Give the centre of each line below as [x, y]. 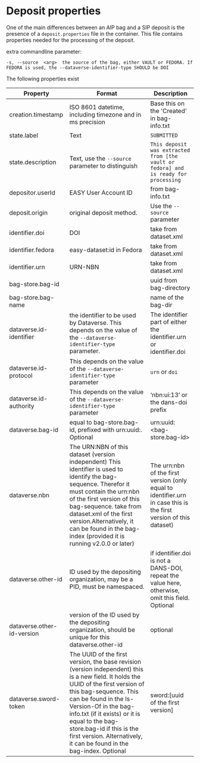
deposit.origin [29, 212]
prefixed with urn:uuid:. [110, 429]
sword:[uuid [167, 695]
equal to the [86, 721]
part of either [169, 322]
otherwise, [165, 590]
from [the [164, 156]
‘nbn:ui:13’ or [169, 395]
